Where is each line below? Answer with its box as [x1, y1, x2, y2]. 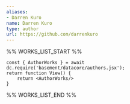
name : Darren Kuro [6, 20, 52, 26]
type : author [6, 25, 39, 32]
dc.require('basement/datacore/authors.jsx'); [6, 65, 125, 71]
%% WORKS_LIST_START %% [6, 48, 82, 55]
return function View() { [6, 70, 71, 76]
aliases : [6, 8, 28, 15]
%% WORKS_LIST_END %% [6, 91, 77, 99]
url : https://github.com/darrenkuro [6, 31, 98, 37]
